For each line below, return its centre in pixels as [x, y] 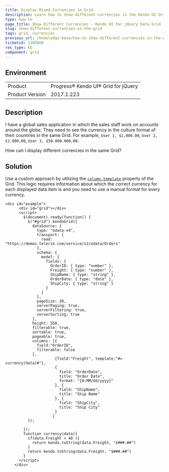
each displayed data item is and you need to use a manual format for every [83, 189]
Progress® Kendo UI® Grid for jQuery [94, 86]
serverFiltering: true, [62, 310]
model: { [50, 257]
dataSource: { [47, 226]
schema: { [47, 252]
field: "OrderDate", [80, 372]
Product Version [27, 95]
